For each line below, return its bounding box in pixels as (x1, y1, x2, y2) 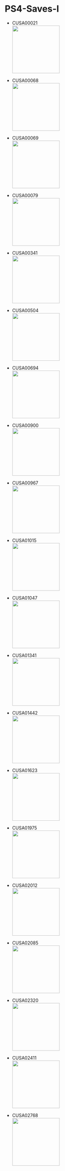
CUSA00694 (12, 364, 39, 371)
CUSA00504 (12, 307, 39, 313)
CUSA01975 (12, 824, 37, 831)
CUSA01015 (12, 537, 37, 543)
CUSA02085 (12, 940, 39, 946)
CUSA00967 (12, 480, 39, 486)
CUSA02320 (12, 997, 39, 1003)
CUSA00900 (12, 422, 39, 428)
